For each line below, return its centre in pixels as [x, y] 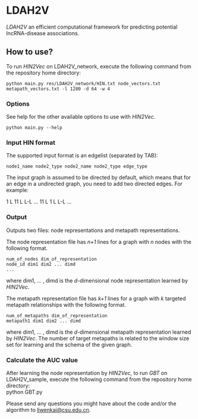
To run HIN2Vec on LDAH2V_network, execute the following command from [99, 66]
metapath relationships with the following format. [66, 305]
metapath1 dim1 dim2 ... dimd [44, 321]
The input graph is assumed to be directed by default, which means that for [99, 178]
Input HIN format [31, 142]
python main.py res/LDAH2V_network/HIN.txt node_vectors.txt [84, 83]
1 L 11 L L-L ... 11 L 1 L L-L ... [39, 202]
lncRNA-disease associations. [43, 33]
